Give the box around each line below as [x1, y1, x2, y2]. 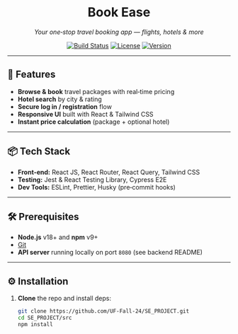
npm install [17, 321, 53, 328]
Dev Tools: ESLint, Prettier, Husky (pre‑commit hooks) [17, 183, 176, 191]
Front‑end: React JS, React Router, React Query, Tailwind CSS [17, 168, 200, 176]
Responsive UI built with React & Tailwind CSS [17, 110, 154, 118]
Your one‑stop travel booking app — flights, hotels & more [34, 28, 204, 36]
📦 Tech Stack [7, 146, 71, 158]
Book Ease [87, 4, 151, 21]
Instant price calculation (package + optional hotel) [17, 117, 170, 126]
